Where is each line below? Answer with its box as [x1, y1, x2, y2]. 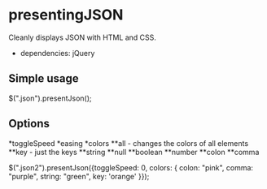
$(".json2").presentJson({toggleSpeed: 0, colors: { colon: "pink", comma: [8, 162, 254, 172]
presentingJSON [8, 6, 124, 24]
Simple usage [8, 71, 79, 86]
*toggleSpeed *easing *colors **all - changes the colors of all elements [8, 138, 249, 148]
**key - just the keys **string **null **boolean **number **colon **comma [8, 147, 260, 157]
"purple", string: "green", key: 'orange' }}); [8, 171, 150, 181]
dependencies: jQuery [20, 48, 95, 58]
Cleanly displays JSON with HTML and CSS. [8, 32, 157, 42]
